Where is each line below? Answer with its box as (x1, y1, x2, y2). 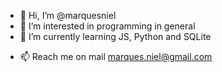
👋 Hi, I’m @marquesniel (19, 10, 117, 21)
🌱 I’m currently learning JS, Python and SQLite (19, 31, 212, 42)
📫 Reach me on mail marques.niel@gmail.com (19, 51, 213, 62)
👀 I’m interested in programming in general (19, 20, 196, 32)
